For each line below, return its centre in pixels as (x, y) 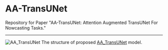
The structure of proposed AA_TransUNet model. (92, 42)
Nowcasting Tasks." (25, 27)
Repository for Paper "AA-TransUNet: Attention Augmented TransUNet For (82, 22)
